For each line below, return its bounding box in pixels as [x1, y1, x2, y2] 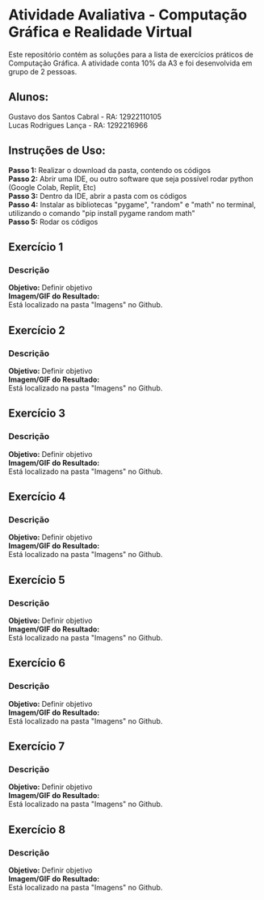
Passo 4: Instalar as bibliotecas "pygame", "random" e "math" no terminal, [8, 200, 256, 209]
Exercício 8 [8, 822, 66, 836]
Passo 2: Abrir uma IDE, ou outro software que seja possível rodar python [8, 174, 254, 184]
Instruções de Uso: [8, 144, 107, 158]
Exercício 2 [8, 323, 66, 337]
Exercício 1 [8, 240, 64, 254]
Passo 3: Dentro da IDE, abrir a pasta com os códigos [8, 191, 187, 201]
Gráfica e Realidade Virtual [8, 23, 192, 41]
